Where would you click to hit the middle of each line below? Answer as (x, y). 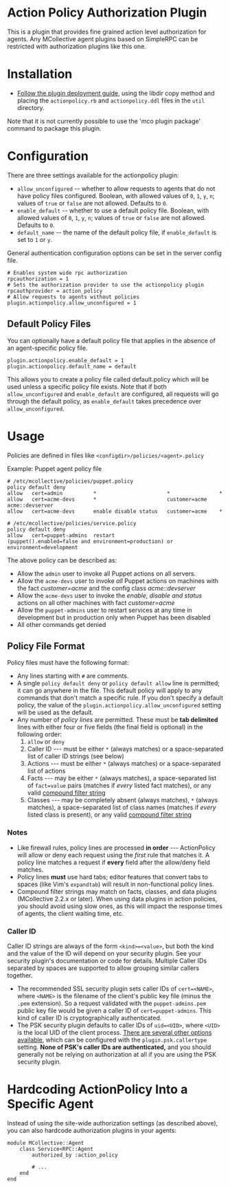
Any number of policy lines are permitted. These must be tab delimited (117, 720)
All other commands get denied (61, 624)
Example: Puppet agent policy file (55, 468)
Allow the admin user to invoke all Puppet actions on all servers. (106, 573)
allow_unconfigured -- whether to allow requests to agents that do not (116, 188)
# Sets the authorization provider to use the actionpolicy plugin (106, 285)
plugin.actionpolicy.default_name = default (72, 366)
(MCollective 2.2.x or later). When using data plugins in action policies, (117, 899)
